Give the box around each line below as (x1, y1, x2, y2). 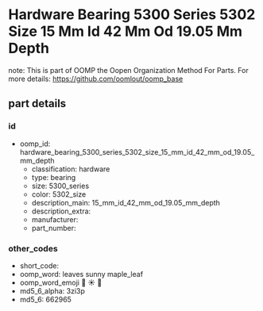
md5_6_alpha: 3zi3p (19, 286, 86, 295)
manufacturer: (31, 214, 79, 224)
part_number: (31, 223, 76, 232)
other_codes (8, 243, 58, 254)
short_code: (19, 260, 60, 271)
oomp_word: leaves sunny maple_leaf (19, 269, 144, 278)
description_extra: (31, 206, 91, 216)
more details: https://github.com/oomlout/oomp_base (8, 74, 184, 83)
